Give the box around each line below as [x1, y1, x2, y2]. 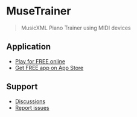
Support [6, 81, 38, 92]
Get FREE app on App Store [14, 64, 84, 71]
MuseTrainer [6, 4, 71, 18]
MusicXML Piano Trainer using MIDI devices [21, 24, 131, 31]
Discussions [14, 98, 46, 105]
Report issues [14, 104, 49, 111]
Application [6, 42, 51, 52]
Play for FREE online [14, 57, 65, 65]
